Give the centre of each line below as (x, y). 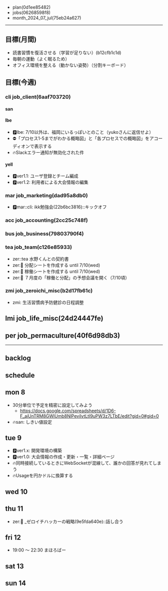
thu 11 (14, 509)
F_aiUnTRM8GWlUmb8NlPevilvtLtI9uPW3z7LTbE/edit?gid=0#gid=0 (89, 416)
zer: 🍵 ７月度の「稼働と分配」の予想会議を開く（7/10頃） (71, 277)
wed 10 (16, 492)
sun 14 (16, 583)
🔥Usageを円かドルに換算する (43, 476)
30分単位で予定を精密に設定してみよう (52, 405)
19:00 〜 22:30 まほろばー (39, 550)
